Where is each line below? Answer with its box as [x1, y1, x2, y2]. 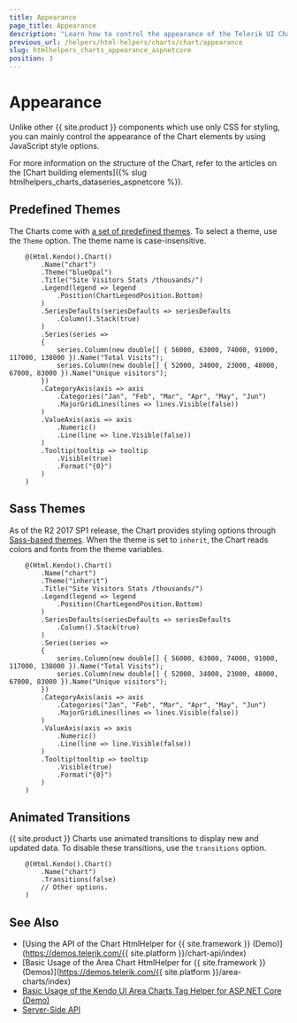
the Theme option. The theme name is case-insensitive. [9, 235, 207, 246]
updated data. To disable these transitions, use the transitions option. [9, 843, 267, 854]
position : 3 [9, 54, 53, 63]
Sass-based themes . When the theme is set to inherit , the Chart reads [9, 534, 269, 545]
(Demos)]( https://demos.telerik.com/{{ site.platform [21, 967, 210, 978]
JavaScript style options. [9, 140, 100, 151]
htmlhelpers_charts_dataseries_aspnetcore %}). [9, 176, 184, 187]
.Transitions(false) [41, 875, 117, 885]
